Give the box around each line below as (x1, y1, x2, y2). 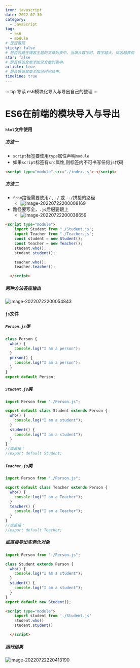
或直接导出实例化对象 (5, 539, 50, 545)
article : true (5, 64, 36, 69)
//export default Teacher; (5, 527, 62, 532)
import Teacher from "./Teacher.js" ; (14, 231, 94, 237)
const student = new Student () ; (14, 236, 83, 242)
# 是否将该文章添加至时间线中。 (5, 69, 63, 74)
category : (5, 17, 26, 22)
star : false (5, 55, 30, 60)
